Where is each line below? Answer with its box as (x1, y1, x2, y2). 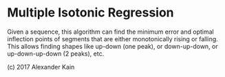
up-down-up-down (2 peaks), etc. (7, 49, 105, 58)
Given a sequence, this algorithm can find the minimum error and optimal (7, 27, 215, 36)
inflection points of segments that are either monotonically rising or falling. (7, 34, 218, 43)
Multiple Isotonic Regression (7, 5, 174, 21)
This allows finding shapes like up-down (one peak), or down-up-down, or (7, 42, 218, 50)
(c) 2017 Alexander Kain (7, 63, 75, 71)
